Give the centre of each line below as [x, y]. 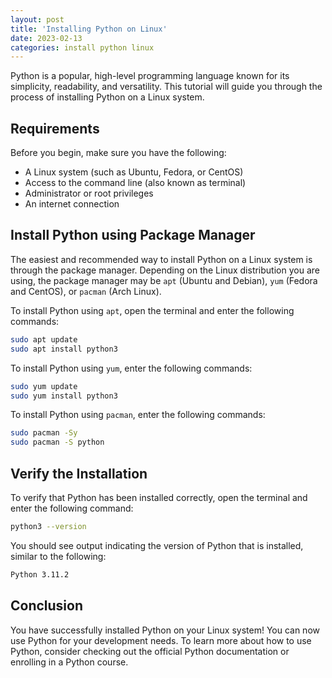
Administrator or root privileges [89, 193]
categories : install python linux [82, 47]
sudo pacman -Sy [44, 433]
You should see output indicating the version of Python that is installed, [157, 545]
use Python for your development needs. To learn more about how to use [161, 640]
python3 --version [48, 526]
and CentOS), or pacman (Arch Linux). [86, 291]
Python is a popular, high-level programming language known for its [150, 76]
